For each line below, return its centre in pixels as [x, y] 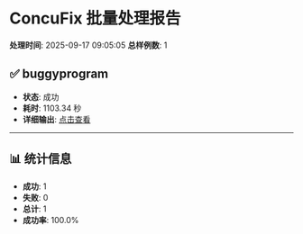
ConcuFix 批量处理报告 [96, 18]
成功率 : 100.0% [50, 220]
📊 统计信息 [41, 159]
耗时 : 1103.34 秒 [52, 108]
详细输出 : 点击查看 [56, 119]
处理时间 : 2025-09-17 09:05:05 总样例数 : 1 [88, 45]
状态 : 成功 [41, 96]
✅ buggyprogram [59, 74]
